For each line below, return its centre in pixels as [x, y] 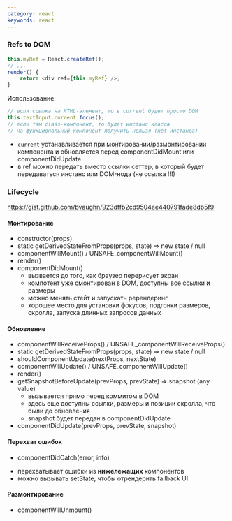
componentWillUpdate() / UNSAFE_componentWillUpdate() [103, 367]
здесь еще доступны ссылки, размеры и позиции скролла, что [122, 404]
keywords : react [31, 20]
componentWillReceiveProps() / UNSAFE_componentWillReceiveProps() [121, 344]
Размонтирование [36, 494]
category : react [31, 14]
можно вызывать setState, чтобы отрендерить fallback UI [103, 478]
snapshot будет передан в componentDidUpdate [99, 418]
